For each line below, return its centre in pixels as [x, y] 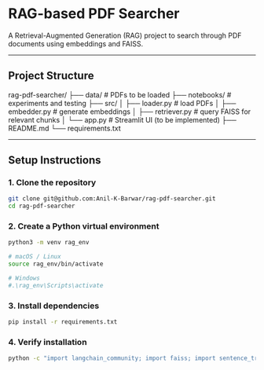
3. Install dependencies [54, 306]
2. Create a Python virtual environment [84, 226]
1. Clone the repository [52, 183]
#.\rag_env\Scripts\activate [56, 285]
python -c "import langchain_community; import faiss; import [112, 358]
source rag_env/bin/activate [56, 264]
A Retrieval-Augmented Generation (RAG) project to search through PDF [125, 35]
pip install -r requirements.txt [63, 322]
